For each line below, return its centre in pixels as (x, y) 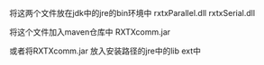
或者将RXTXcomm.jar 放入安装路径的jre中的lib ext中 (105, 51)
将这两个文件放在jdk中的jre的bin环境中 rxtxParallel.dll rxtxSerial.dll (132, 13)
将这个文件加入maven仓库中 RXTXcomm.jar (90, 32)
